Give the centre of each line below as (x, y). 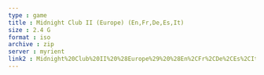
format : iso (29, 37)
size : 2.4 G (29, 30)
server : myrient (37, 52)
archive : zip (31, 45)
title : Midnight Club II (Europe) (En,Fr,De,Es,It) (96, 23)
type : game (27, 15)
